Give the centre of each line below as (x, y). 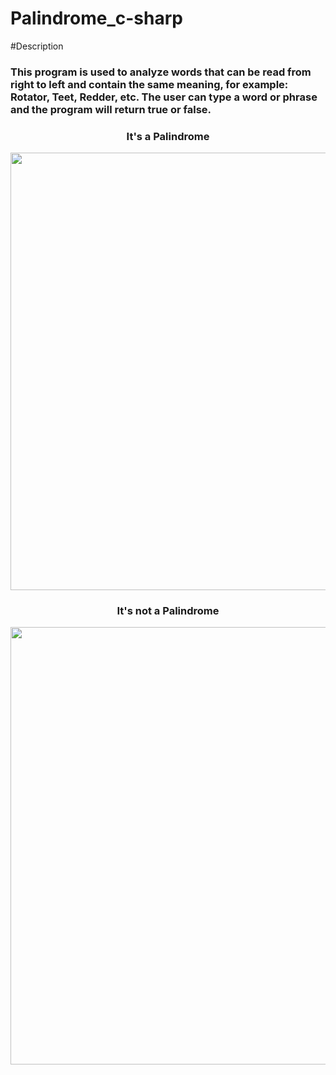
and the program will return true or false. (111, 109)
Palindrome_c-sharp (96, 18)
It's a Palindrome (168, 136)
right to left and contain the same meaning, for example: (149, 84)
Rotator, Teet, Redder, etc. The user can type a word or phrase (164, 97)
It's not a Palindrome (168, 611)
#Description (37, 46)
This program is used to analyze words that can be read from (161, 72)
